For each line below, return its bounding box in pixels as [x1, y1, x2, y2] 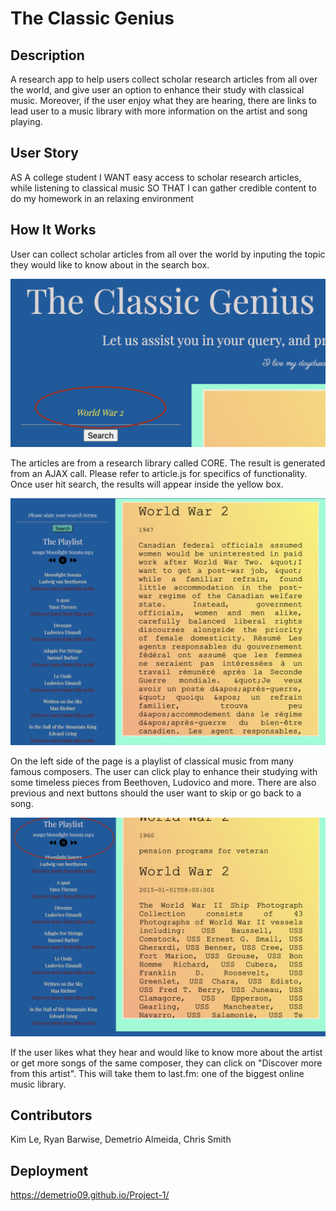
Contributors [10, 1107, 93, 1124]
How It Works [10, 222, 97, 239]
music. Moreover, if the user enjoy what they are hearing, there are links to [10, 95, 317, 106]
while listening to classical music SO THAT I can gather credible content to [10, 182, 317, 194]
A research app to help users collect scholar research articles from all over [10, 73, 318, 85]
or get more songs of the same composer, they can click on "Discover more [10, 1057, 323, 1069]
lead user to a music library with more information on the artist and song [10, 105, 308, 117]
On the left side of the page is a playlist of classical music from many [10, 755, 294, 767]
